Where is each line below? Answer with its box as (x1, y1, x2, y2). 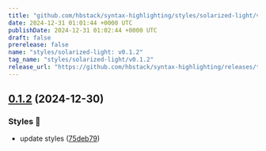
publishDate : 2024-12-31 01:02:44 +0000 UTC (8, 26, 158, 34)
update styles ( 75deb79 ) (19, 134, 101, 143)
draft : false (8, 33, 51, 42)
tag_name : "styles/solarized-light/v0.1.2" (8, 56, 154, 64)
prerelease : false (8, 41, 69, 49)
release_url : (8, 63, 51, 71)
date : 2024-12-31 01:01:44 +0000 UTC (8, 19, 133, 27)
